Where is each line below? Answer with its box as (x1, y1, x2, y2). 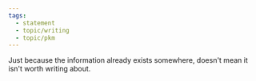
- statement (15, 19, 56, 27)
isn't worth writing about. (8, 64, 91, 74)
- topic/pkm (15, 33, 56, 42)
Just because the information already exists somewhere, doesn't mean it (8, 56, 248, 65)
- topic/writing (15, 26, 70, 34)
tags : (8, 11, 26, 20)
